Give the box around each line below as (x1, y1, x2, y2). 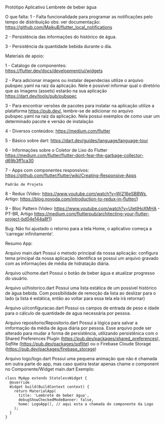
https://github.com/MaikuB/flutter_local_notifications (5, 24, 113, 30)
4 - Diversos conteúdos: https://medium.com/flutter (5, 128, 111, 134)
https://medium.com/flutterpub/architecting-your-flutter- (34, 211, 150, 216)
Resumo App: (5, 241, 33, 246)
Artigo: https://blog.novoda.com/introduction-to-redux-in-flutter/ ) (5, 196, 138, 202)
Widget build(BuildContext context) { (9, 384, 90, 389)
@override (9, 380, 30, 385)
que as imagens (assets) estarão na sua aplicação (5, 88, 107, 93)
